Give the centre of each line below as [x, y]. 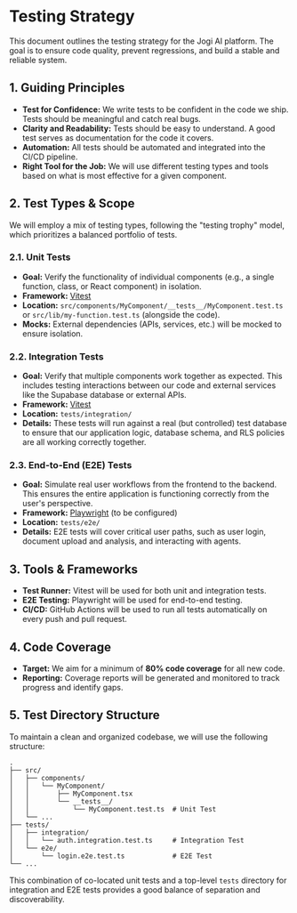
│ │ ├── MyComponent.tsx [71, 794]
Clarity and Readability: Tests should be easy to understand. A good [148, 128]
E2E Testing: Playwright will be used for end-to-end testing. [132, 600]
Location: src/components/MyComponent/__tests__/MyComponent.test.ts [153, 305]
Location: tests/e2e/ [61, 522]
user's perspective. [57, 504]
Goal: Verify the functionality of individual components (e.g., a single [148, 277]
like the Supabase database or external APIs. [104, 395]
